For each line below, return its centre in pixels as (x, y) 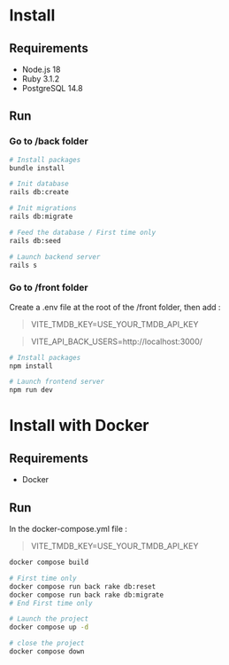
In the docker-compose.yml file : (69, 529)
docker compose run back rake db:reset (83, 586)
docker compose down (47, 652)
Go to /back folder (49, 141)
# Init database (39, 184)
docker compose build (49, 563)
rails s (23, 265)
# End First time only (51, 603)
